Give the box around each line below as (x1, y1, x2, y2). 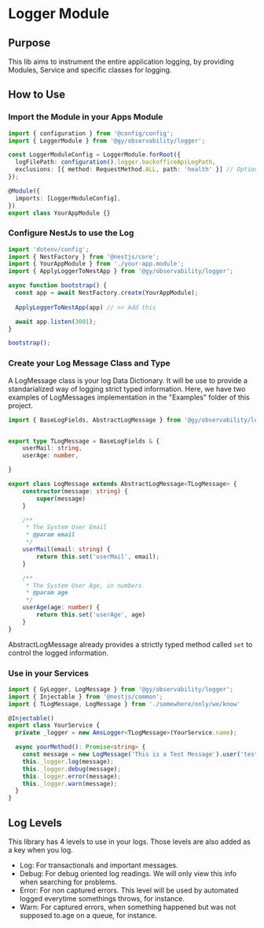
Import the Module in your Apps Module (8, 112, 163, 123)
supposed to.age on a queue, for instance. (19, 911, 157, 920)
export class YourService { (8, 721, 101, 730)
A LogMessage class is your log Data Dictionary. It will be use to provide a (8, 375, 247, 385)
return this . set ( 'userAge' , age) (36, 611, 146, 619)
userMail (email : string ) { (22, 546, 111, 554)
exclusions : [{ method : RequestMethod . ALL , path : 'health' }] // (15, 166, 234, 174)
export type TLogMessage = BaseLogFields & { (8, 437, 159, 445)
